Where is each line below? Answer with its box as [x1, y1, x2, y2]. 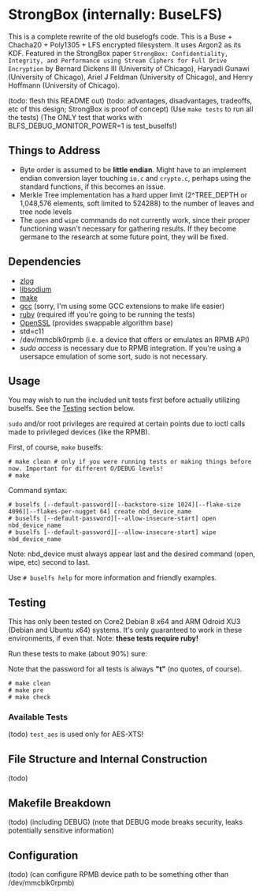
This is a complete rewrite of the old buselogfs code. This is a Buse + [8, 32, 233, 41]
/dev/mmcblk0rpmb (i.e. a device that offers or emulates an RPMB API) [19, 334, 250, 344]
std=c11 [19, 326, 45, 336]
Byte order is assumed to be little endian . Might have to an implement [19, 164, 246, 175]
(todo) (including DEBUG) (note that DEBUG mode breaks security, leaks [8, 818, 243, 827]
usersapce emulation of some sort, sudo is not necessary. [19, 352, 209, 361]
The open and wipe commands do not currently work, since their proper [19, 215, 250, 224]
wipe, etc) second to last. [8, 558, 91, 567]
